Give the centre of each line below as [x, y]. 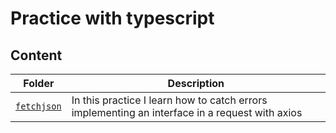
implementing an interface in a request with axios [187, 112]
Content [36, 55]
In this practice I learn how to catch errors [169, 100]
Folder [39, 83]
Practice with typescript [112, 18]
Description [196, 83]
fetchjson [38, 106]
